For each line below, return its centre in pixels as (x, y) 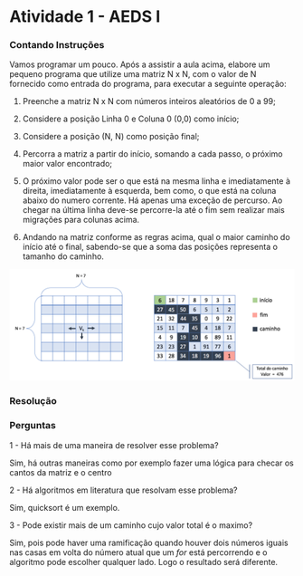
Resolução (33, 401)
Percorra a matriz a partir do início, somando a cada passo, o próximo (152, 154)
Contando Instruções (57, 45)
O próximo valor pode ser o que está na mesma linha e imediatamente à (156, 181)
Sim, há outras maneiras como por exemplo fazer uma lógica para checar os (151, 463)
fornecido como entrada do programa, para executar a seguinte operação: (148, 84)
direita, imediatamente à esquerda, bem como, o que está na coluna (149, 191)
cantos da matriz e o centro (61, 472)
